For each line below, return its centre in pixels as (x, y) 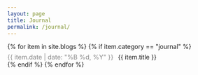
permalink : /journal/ (39, 27)
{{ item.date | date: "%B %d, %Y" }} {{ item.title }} (82, 57)
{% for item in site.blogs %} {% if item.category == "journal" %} (99, 47)
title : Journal (29, 20)
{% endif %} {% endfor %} (46, 64)
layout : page (26, 14)
